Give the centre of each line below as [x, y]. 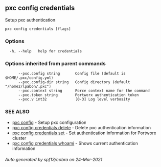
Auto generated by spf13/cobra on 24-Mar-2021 [54, 160]
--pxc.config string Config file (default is [72, 74]
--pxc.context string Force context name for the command [84, 91]
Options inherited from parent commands [56, 64]
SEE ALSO [17, 112]
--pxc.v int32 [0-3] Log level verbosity [74, 99]
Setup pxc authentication [30, 20]
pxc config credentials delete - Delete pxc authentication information [81, 127]
